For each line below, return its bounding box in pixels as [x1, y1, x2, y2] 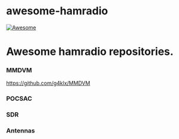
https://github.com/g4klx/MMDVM [6, 79, 90, 87]
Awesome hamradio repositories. [6, 45, 174, 58]
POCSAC [6, 94, 33, 103]
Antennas [6, 126, 36, 135]
